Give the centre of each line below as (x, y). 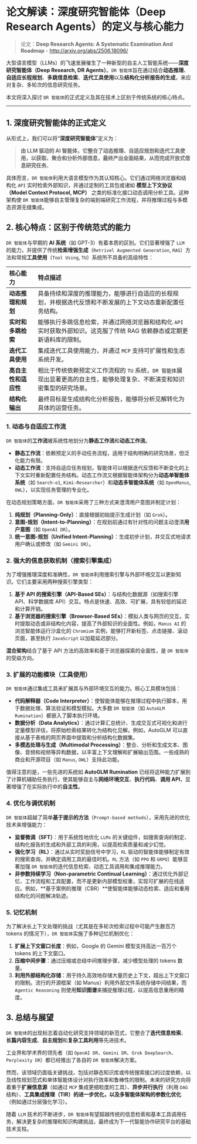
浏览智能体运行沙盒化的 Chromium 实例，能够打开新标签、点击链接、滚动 (101, 631)
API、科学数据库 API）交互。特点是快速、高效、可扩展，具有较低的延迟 (101, 602)
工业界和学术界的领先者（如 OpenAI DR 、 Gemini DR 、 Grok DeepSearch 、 (91, 1053)
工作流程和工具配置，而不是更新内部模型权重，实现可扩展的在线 (102, 881)
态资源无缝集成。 (27, 207)
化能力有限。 (30, 460)
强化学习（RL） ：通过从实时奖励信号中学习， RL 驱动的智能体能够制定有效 (102, 851)
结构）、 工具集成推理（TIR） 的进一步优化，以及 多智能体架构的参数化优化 (94, 1094)
